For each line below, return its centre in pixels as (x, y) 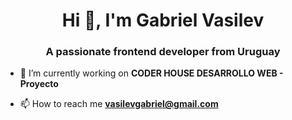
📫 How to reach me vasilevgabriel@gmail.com (119, 104)
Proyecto (39, 84)
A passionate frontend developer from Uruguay (163, 52)
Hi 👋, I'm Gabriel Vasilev (163, 20)
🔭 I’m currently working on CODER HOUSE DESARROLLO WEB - (151, 73)
